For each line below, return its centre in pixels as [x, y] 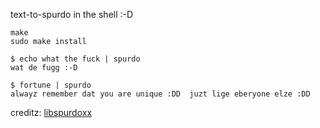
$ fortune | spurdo [51, 85]
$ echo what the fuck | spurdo [75, 59]
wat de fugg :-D [44, 68]
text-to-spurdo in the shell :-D [72, 14]
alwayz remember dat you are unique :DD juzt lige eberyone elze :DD [160, 94]
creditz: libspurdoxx [51, 112]
